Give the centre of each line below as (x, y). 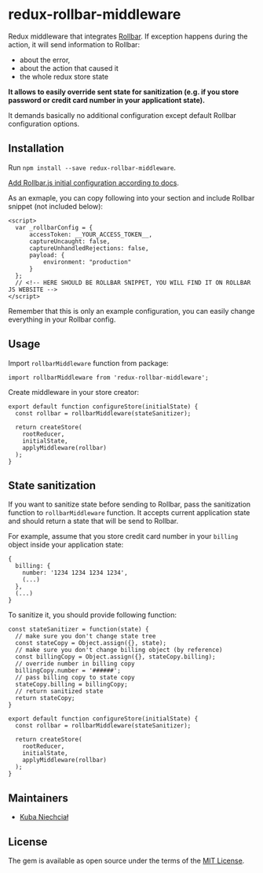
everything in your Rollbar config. (62, 319)
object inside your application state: (66, 545)
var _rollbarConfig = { (54, 227)
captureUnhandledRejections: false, (89, 248)
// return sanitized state (59, 691)
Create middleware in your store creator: (74, 392)
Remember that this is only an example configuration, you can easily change (131, 311)
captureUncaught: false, (69, 241)
